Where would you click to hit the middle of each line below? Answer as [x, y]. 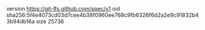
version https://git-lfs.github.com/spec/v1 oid [63, 9]
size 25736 [50, 21]
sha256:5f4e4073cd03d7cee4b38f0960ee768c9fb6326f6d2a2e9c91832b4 [102, 15]
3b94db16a [20, 21]
